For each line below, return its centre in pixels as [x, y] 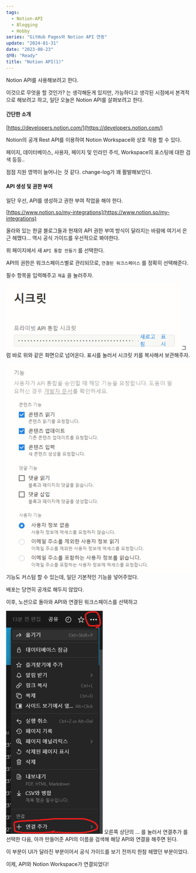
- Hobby [21, 31]
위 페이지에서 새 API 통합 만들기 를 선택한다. [55, 250]
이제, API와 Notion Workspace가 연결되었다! [58, 864]
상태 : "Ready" [22, 56]
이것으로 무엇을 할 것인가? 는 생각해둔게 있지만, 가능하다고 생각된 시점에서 [90, 92]
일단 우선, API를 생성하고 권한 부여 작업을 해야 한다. [65, 201]
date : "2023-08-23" [30, 50]
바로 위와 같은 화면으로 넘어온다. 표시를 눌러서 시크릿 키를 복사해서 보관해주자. [101, 355]
